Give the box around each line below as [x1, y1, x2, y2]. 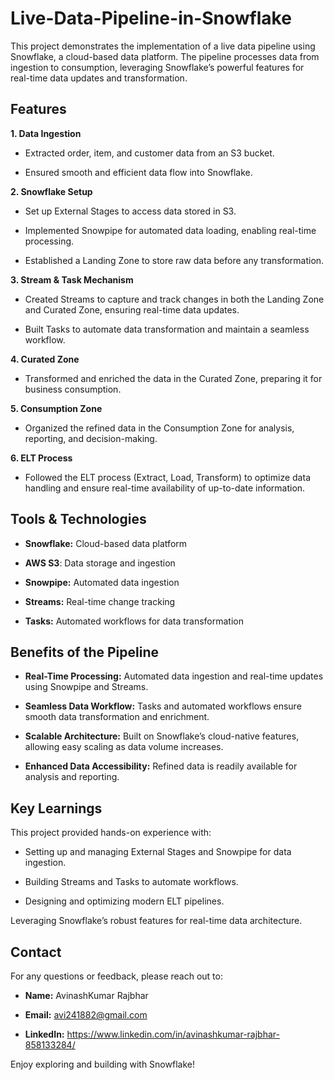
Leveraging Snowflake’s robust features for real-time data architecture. [10, 915, 303, 927]
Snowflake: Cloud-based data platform [24, 537, 188, 549]
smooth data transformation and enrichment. [24, 711, 210, 723]
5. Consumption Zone [10, 402, 103, 414]
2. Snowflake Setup [10, 185, 93, 197]
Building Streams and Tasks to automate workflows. [24, 876, 239, 888]
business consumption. [24, 383, 122, 395]
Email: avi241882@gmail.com [24, 1009, 148, 1021]
